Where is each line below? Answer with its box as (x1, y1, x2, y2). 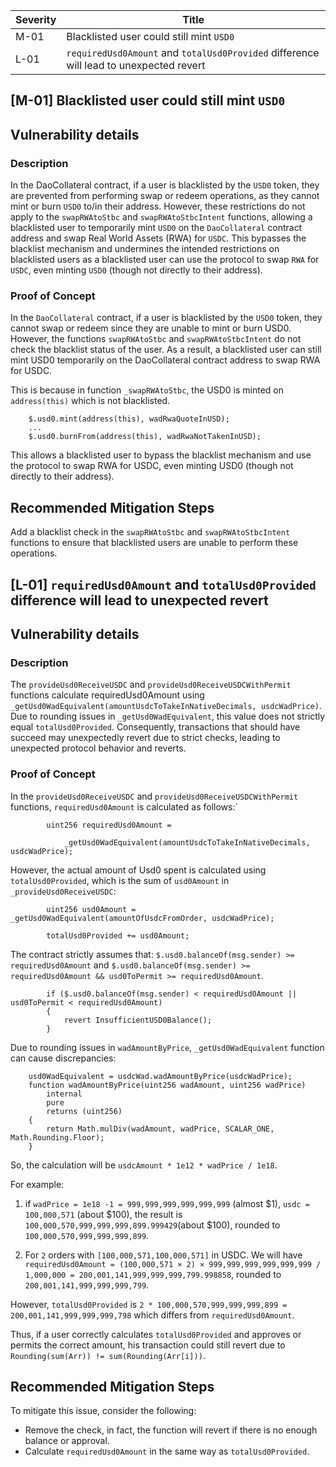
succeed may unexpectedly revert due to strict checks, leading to (10, 732, 281, 744)
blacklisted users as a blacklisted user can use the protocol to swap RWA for (10, 254, 320, 266)
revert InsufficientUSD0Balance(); (63, 1015, 213, 1025)
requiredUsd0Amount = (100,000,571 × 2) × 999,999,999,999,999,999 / (24, 1259, 322, 1269)
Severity (15, 13, 57, 26)
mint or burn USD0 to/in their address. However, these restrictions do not (10, 200, 306, 213)
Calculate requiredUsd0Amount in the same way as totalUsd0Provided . (24, 1445, 310, 1458)
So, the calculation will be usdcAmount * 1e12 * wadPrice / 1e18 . (10, 1159, 278, 1171)
